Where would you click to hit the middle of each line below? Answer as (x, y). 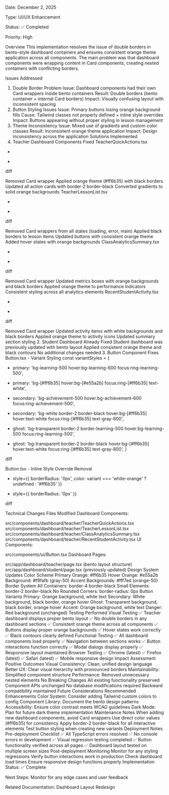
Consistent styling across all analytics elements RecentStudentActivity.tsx (82, 292)
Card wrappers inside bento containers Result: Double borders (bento (85, 93)
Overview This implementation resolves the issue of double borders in (78, 47)
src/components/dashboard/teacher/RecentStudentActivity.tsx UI (73, 539)
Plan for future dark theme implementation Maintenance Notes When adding (84, 712)
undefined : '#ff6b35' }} (37, 484)
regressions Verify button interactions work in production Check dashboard (84, 756)
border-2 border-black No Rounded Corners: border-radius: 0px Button (79, 591)
